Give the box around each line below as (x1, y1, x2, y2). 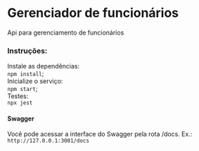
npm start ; (7, 85, 38, 93)
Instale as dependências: (7, 62, 80, 71)
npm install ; (7, 69, 44, 78)
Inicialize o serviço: (7, 77, 63, 85)
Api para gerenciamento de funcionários (7, 28, 124, 37)
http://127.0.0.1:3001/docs (7, 138, 90, 145)
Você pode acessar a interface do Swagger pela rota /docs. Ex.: (7, 130, 193, 138)
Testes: (7, 92, 29, 100)
